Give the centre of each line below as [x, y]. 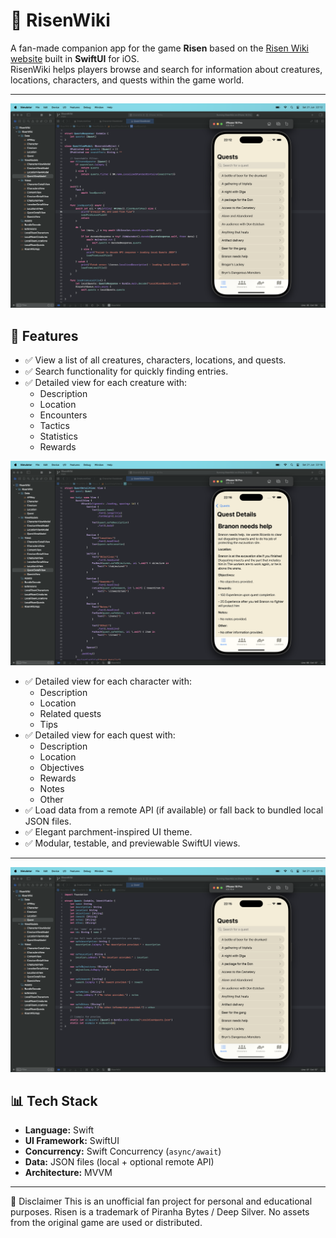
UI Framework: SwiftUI [72, 1141]
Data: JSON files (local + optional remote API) [119, 1162]
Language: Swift [59, 1130]
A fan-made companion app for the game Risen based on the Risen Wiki [159, 48]
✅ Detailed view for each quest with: [100, 735]
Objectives [62, 768]
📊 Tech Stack [54, 1101]
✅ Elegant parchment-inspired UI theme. [108, 832]
